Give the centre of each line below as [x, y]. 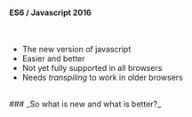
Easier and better [54, 58]
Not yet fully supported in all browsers [92, 68]
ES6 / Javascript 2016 [50, 12]
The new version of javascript [76, 50]
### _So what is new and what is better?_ [85, 104]
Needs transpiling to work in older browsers [103, 78]
